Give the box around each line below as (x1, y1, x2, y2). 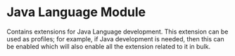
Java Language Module (6, 4, 146, 20)
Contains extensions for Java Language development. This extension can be (6, 27, 229, 36)
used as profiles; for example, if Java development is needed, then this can (6, 34, 224, 43)
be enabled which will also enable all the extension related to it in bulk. (6, 42, 211, 50)
